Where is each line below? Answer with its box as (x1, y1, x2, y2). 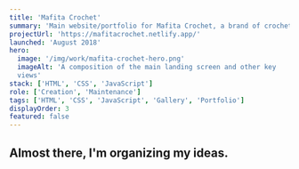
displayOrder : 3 (9, 104, 69, 113)
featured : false (9, 112, 69, 121)
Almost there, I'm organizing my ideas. (9, 145, 229, 160)
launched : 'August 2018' (9, 37, 101, 47)
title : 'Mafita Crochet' (9, 12, 101, 22)
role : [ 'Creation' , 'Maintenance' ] (9, 87, 141, 96)
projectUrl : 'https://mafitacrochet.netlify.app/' (9, 29, 201, 38)
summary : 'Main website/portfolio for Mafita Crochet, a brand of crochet (9, 21, 293, 30)
